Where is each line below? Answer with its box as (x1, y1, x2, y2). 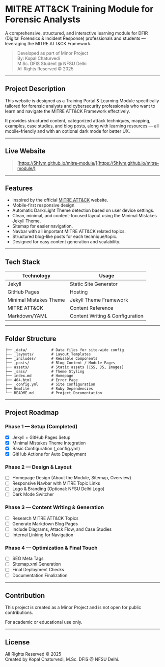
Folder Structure (5, 334, 56, 343)
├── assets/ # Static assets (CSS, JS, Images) (5, 365, 124, 370)
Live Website (5, 147, 46, 155)
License (5, 638, 30, 646)
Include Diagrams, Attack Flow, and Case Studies (12, 526, 112, 532)
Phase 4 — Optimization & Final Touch (5, 544, 98, 551)
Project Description (5, 85, 66, 93)
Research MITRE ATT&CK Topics (12, 515, 79, 521)
